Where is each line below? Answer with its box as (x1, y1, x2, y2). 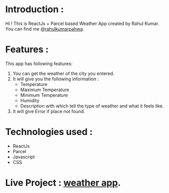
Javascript (12, 154, 35, 160)
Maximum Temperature (20, 87, 70, 93)
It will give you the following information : (12, 75, 99, 82)
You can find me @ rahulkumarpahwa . (5, 25, 84, 32)
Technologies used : (5, 126, 93, 138)
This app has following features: (5, 60, 73, 67)
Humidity (20, 97, 40, 103)
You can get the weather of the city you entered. (12, 70, 115, 76)
